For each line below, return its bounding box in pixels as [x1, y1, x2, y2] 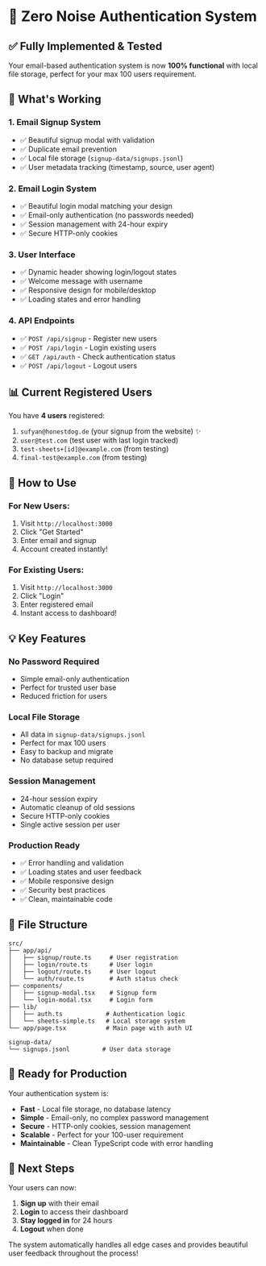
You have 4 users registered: [8, 411, 105, 421]
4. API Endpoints [8, 315, 75, 326]
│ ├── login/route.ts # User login [8, 961, 153, 969]
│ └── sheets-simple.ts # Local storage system [8, 1017, 185, 1025]
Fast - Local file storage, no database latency [19, 1104, 172, 1114]
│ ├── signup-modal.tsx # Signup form [8, 989, 157, 997]
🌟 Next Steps [8, 1161, 75, 1175]
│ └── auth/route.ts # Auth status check [8, 974, 179, 982]
